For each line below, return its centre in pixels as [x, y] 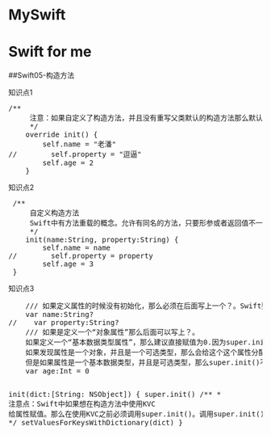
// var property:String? [64, 323]
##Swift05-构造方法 [42, 75]
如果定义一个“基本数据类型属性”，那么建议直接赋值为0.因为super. [139, 342]
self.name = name [77, 248]
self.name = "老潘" [79, 144]
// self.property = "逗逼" [75, 154]
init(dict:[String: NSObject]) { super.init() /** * [115, 395]
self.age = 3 [68, 264]
